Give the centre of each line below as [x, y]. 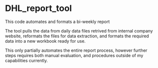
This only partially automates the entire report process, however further [76, 50]
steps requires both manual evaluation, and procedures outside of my [74, 55]
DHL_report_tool [38, 8]
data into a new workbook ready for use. [45, 41]
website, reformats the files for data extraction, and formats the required [77, 36]
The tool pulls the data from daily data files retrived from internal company [79, 31]
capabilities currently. [27, 60]
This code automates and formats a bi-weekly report [57, 22]
